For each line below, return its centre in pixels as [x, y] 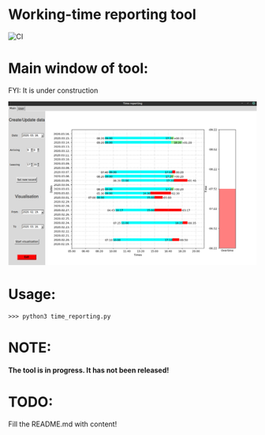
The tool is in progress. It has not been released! [89, 370]
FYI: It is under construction [53, 90]
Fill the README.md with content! [63, 424]
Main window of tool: [78, 68]
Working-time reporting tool [103, 15]
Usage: [32, 295]
